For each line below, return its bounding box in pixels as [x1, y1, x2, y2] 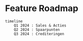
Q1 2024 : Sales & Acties [14, 23, 67, 28]
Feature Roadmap [5, 3, 79, 14]
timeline [5, 19, 23, 24]
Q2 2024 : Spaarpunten [14, 27, 60, 32]
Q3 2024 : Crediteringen [14, 31, 64, 36]
